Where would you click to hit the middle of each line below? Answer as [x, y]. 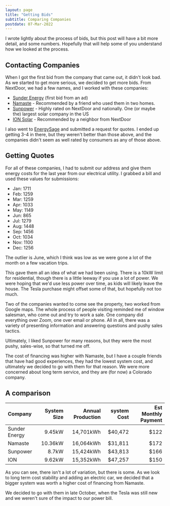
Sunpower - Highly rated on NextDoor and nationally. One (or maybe [84, 109]
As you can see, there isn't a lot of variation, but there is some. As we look [83, 472]
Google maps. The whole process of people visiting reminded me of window [85, 309]
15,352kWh [87, 459]
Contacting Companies [42, 65]
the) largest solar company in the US [51, 114]
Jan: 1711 [22, 188]
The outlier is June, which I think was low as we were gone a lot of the [78, 257]
